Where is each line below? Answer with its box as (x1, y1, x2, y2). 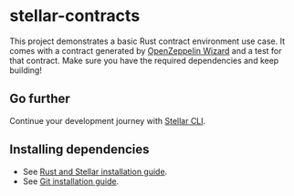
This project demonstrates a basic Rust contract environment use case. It (9, 36, 286, 46)
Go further (9, 91, 70, 107)
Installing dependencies (9, 142, 150, 158)
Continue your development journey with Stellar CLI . (9, 115, 206, 126)
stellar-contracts (9, 5, 141, 26)
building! (9, 65, 43, 76)
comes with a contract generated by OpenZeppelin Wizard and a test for (9, 45, 282, 56)
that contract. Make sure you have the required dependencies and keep (9, 55, 279, 66)
